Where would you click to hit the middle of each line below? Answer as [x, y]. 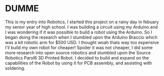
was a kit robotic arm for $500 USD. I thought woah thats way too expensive [82, 42]
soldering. [15, 68]
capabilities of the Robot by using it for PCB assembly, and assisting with [79, 63]
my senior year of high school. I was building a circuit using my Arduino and [82, 27]
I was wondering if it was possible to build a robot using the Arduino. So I [79, 32]
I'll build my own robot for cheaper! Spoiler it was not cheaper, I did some [79, 47]
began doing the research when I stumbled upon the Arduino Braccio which [81, 37]
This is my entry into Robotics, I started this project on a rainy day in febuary [82, 22]
